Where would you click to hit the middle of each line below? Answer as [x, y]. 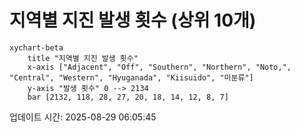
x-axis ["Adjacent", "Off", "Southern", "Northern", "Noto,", [159, 67]
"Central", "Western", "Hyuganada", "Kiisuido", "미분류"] [131, 77]
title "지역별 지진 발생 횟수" [83, 58]
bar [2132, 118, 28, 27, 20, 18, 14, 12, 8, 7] [128, 97]
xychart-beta [36, 47]
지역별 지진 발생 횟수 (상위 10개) [133, 20]
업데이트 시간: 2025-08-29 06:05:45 [83, 117]
